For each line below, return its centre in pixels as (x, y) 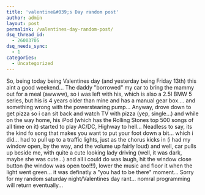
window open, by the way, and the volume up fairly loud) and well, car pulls (102, 146)
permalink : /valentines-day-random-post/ (60, 29)
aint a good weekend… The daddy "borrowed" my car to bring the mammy (100, 87)
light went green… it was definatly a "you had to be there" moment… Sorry (100, 172)
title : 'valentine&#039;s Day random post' (63, 12)
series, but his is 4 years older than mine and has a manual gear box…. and (101, 100)
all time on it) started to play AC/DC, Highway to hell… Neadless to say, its (99, 126)
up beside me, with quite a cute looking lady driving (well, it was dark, (94, 152)
